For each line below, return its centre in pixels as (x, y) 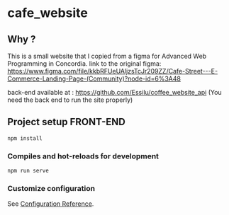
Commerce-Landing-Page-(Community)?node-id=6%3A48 (94, 79)
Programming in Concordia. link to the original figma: (84, 64)
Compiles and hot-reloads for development (83, 156)
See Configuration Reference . (51, 204)
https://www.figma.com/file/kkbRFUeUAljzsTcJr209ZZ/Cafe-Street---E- (113, 71)
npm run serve (28, 171)
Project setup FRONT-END (66, 122)
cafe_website (48, 13)
